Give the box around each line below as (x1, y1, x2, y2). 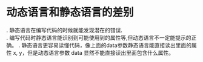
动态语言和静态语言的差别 (6, 5, 135, 19)
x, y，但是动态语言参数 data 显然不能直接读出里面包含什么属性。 (13, 49, 175, 56)
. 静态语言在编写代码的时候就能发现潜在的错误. (6, 26, 123, 34)
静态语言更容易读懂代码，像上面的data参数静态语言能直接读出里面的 (21, 42, 192, 49)
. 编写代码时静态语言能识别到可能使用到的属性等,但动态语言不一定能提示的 (6, 34, 192, 41)
